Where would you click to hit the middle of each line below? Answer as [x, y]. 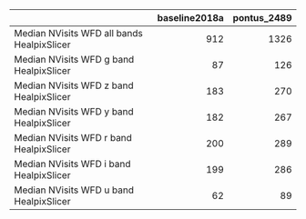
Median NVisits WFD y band [74, 111]
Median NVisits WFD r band [73, 138]
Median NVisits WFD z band [74, 85]
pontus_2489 [262, 18]
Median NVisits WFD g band [74, 60]
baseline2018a [191, 18]
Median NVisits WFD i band [72, 164]
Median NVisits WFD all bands [79, 33]
